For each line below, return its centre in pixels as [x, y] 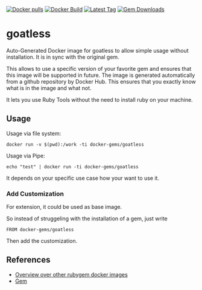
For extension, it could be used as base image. [64, 207]
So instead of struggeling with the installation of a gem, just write [87, 219]
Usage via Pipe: [26, 156]
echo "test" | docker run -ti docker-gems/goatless [72, 166]
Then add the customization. [42, 241]
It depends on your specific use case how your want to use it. [83, 178]
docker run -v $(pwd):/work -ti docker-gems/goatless [75, 144]
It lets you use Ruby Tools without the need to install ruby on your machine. [99, 99]
